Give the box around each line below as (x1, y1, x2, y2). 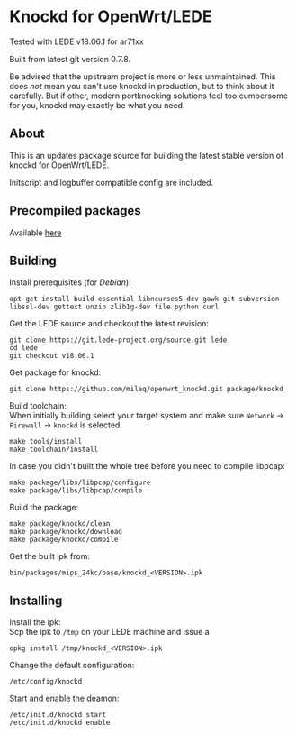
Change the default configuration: (9, 660, 135, 671)
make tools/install (9, 437, 83, 446)
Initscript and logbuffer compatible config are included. (9, 177, 214, 188)
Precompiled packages (9, 203, 141, 218)
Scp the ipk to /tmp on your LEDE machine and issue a (9, 627, 210, 638)
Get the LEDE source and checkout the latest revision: (9, 318, 210, 329)
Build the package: (9, 502, 79, 513)
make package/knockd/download (9, 528, 123, 537)
